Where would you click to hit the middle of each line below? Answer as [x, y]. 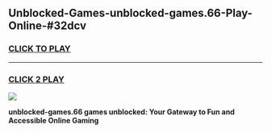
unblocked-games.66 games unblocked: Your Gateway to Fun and [122, 111]
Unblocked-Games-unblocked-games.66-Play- [130, 13]
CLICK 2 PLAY [36, 79]
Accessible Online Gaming [54, 120]
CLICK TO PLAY [40, 49]
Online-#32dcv [48, 26]
